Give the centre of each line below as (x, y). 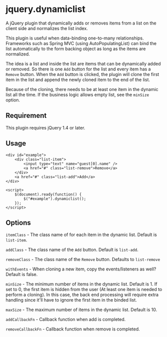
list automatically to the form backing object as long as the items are (76, 48)
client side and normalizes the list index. (47, 28)
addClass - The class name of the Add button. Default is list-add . (72, 250)
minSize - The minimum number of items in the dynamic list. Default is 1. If (82, 284)
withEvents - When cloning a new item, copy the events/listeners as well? (81, 269)
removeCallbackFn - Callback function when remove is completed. (73, 329)
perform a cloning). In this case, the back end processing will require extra (82, 295)
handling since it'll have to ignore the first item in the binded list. (71, 300)
